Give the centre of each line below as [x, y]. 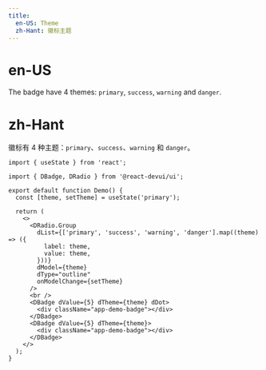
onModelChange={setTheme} [80, 282]
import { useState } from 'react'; [67, 163]
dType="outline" [64, 275]
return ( [30, 212]
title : [19, 16]
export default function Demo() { [66, 191]
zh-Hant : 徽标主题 [44, 30]
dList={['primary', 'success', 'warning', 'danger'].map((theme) [148, 233]
